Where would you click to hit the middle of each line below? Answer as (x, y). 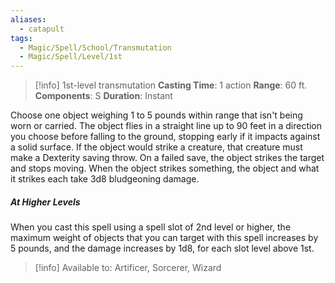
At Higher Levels (45, 202)
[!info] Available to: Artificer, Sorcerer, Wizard (128, 268)
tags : (21, 38)
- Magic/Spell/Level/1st (71, 57)
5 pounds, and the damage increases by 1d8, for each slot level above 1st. (162, 248)
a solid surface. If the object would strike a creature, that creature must (156, 147)
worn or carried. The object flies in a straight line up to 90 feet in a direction (166, 126)
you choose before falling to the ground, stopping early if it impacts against (165, 137)
